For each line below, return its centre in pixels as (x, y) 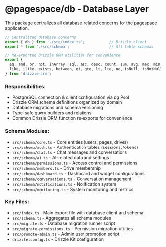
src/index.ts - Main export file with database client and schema (78, 213)
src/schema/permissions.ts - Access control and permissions (75, 163)
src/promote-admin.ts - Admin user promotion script (66, 234)
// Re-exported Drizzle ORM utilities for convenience (63, 55)
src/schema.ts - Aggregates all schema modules (62, 218)
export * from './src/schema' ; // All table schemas (79, 46)
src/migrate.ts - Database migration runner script (63, 223)
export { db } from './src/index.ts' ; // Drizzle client (76, 42)
